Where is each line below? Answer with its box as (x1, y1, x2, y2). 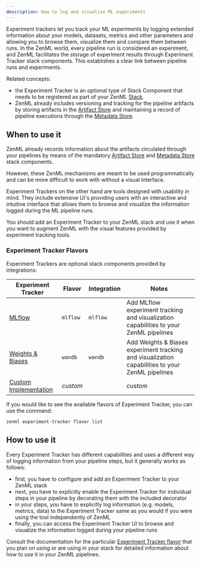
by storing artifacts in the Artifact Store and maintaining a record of (14, 106, 181, 113)
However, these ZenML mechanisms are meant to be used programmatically (6, 170, 194, 177)
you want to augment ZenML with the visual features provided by (6, 225, 167, 232)
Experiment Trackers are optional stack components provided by (6, 260, 166, 267)
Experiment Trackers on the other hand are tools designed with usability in (6, 188, 190, 195)
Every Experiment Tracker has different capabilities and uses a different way (6, 451, 194, 458)
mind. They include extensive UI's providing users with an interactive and (6, 194, 187, 202)
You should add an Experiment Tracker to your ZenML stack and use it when (6, 218, 195, 226)
